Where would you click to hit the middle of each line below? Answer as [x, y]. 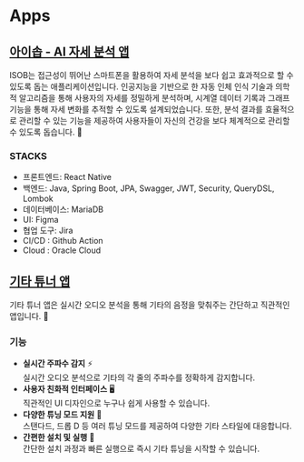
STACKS [29, 156]
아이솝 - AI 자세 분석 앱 [69, 51]
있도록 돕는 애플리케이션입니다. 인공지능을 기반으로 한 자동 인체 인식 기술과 [142, 86]
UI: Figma [40, 220]
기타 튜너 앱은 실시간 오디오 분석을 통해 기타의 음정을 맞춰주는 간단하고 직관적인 [150, 305]
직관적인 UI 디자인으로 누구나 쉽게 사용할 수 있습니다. [116, 403]
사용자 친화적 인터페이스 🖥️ [69, 389]
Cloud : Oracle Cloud [62, 250]
